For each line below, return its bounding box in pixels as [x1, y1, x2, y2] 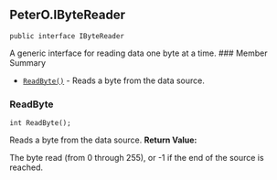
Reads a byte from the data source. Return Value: [9, 134, 197, 145]
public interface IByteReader [9, 31, 125, 40]
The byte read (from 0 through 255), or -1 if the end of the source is [9, 153, 264, 164]
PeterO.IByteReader [9, 7, 126, 23]
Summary [9, 57, 47, 68]
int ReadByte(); [9, 119, 71, 128]
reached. [9, 162, 44, 173]
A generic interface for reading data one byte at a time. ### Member [9, 48, 268, 58]
